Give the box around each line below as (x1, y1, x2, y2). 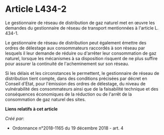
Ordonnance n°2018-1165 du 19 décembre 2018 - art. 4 (12, 125, 124, 131)
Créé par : (5, 115, 25, 121)
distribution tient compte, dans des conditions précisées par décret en (5, 75, 147, 81)
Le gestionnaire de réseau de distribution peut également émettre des (5, 39, 146, 45)
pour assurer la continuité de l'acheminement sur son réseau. (5, 61, 129, 67)
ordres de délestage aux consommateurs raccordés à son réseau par (5, 45, 145, 51)
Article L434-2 (5, 3, 67, 15)
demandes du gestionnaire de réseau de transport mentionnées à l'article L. (5, 25, 159, 31)
